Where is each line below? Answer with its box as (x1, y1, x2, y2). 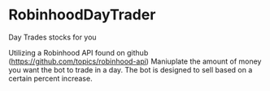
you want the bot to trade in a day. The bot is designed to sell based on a (8, 64, 253, 74)
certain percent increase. (8, 73, 93, 83)
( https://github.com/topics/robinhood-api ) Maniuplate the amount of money (8, 56, 262, 66)
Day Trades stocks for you (8, 32, 97, 42)
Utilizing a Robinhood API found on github (8, 48, 149, 57)
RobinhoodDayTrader (8, 6, 156, 24)
